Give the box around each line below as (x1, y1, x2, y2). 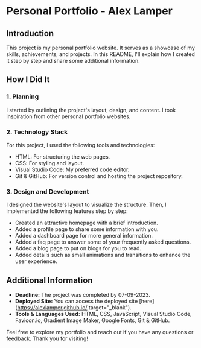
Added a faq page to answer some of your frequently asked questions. (14, 238, 191, 245)
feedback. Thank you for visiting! (6, 335, 89, 342)
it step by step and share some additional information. (6, 57, 140, 64)
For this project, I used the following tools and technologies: (6, 141, 155, 148)
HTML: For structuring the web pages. (14, 153, 110, 160)
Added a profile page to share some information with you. (14, 226, 159, 233)
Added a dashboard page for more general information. (14, 232, 153, 239)
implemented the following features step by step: (6, 207, 128, 215)
